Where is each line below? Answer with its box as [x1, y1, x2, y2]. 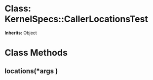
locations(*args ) [4, 67, 58, 75]
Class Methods [4, 47, 68, 58]
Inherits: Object [4, 30, 38, 36]
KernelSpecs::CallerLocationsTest [4, 13, 149, 25]
